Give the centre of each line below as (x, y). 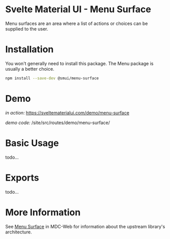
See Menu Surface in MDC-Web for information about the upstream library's (85, 226)
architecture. (19, 232)
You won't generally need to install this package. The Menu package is (79, 63)
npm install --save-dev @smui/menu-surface (52, 78)
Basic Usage (32, 143)
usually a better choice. (30, 69)
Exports (22, 178)
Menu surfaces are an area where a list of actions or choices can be (77, 23)
